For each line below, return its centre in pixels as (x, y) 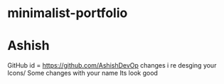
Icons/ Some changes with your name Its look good (83, 73)
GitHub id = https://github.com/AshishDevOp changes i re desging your (112, 65)
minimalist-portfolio (68, 13)
